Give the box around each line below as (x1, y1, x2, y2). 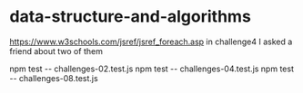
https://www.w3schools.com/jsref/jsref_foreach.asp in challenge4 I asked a (9, 36, 293, 47)
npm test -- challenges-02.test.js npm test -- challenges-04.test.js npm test (9, 63, 294, 74)
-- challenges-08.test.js (9, 72, 98, 83)
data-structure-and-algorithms (9, 6, 252, 27)
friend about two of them (9, 45, 103, 56)
